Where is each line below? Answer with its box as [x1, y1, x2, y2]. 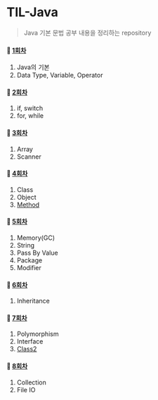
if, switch [16, 104, 44, 113]
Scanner [16, 152, 41, 161]
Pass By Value [16, 248, 58, 257]
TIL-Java [6, 4, 59, 20]
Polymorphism [16, 329, 59, 339]
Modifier [16, 263, 41, 272]
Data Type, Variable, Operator [16, 71, 103, 80]
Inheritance [16, 297, 51, 305]
